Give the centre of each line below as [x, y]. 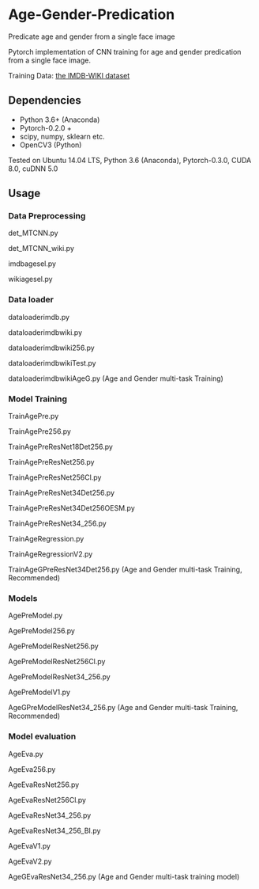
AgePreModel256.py [41, 631]
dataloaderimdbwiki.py [45, 332]
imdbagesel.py [32, 264]
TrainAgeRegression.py [46, 539]
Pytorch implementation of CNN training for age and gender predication [125, 51]
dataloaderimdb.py [39, 317]
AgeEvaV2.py [30, 861]
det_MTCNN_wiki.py [41, 249]
